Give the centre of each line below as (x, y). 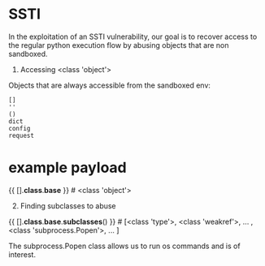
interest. (22, 254)
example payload (68, 168)
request (22, 135)
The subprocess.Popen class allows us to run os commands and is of (125, 246)
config (20, 128)
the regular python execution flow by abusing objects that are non (119, 45)
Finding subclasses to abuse (68, 206)
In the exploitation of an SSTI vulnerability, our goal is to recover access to (133, 36)
